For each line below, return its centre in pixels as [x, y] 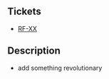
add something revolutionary [60, 68]
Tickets [24, 12]
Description [34, 51]
